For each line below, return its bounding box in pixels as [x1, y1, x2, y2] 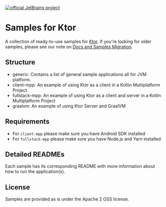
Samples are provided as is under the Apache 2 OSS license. [5, 196, 129, 202]
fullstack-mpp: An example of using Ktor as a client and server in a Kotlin [12, 92, 161, 98]
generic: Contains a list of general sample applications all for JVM [12, 71, 147, 77]
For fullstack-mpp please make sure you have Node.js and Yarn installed [12, 136, 161, 141]
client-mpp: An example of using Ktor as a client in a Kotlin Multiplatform [12, 82, 160, 88]
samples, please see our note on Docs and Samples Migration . [5, 44, 133, 50]
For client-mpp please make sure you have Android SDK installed [12, 131, 145, 137]
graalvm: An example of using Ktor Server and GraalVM [12, 103, 126, 109]
